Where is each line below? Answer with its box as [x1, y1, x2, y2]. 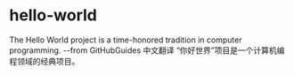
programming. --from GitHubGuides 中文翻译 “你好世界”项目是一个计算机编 [9, 45, 285, 56]
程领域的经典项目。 [9, 56, 80, 66]
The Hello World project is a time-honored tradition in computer [9, 34, 242, 45]
